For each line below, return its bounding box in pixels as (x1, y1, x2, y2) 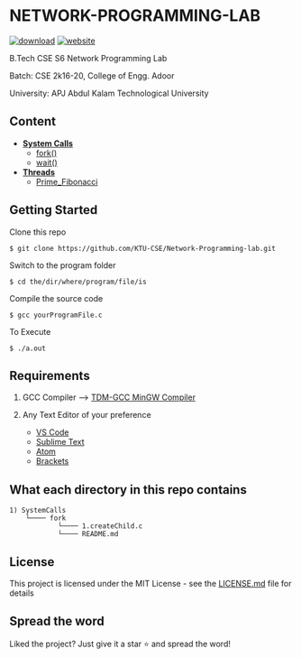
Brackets (35, 456, 69, 467)
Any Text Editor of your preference (22, 410, 151, 421)
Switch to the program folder (9, 259, 116, 271)
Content (9, 114, 57, 129)
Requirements (9, 367, 90, 384)
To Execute (9, 326, 51, 337)
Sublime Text (35, 437, 85, 448)
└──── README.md (57, 530, 119, 539)
